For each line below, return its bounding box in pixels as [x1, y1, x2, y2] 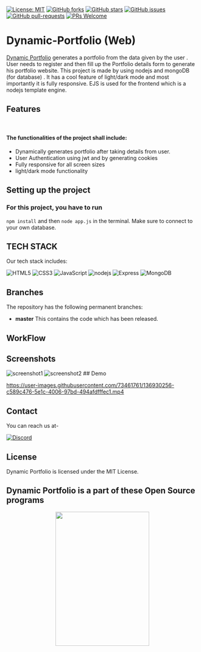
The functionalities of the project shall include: [6, 134, 127, 142]
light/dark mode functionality [15, 167, 88, 174]
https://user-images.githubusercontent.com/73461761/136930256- [6, 382, 175, 389]
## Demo [83, 370, 107, 377]
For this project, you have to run [6, 203, 102, 212]
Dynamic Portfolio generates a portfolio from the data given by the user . [6, 54, 188, 61]
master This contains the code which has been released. [15, 315, 158, 323]
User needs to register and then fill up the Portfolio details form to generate [6, 60, 195, 67]
